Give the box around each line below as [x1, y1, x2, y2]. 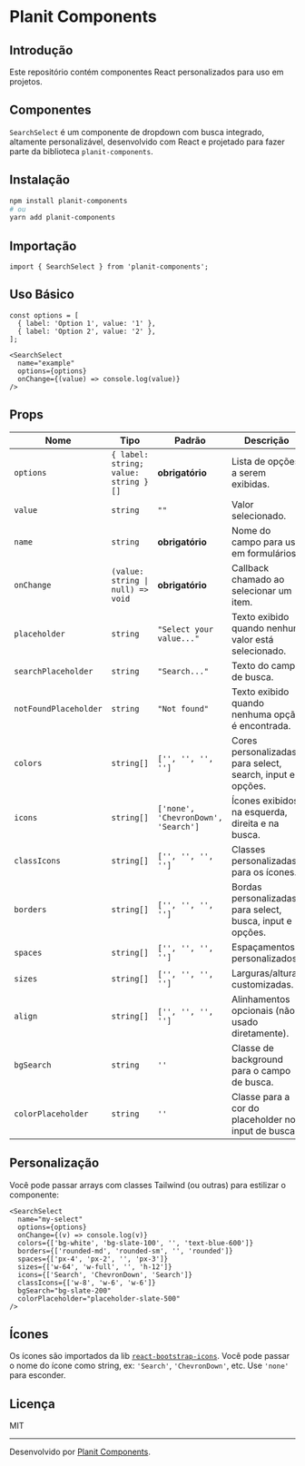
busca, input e [231, 914, 292, 927]
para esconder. [9, 1370, 66, 1381]
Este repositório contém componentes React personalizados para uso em [9, 66, 284, 77]
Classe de [231, 1041, 274, 1054]
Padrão [173, 434, 206, 447]
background [231, 1053, 283, 1066]
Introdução [9, 43, 74, 58]
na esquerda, [231, 805, 288, 818]
